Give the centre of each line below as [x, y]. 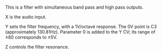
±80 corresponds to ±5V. [31, 37]
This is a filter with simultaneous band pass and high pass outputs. [74, 7]
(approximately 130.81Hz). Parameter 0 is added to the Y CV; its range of [80, 32]
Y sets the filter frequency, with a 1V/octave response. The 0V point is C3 [81, 26]
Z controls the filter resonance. [37, 47]
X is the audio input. [26, 17]
